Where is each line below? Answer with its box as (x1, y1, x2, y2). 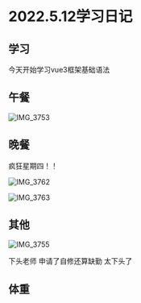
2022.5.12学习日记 (8, 7, 133, 26)
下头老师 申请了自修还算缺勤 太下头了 (8, 256, 133, 266)
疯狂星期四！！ (8, 160, 58, 170)
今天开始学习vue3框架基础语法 (8, 65, 110, 74)
